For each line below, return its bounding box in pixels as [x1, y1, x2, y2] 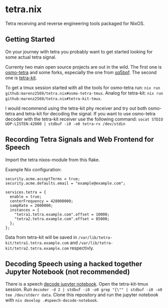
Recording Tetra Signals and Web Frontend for [5, 135, 154, 144]
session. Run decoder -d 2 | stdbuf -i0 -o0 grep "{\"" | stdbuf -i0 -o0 [5, 286, 162, 293]
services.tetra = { [5, 190, 47, 195]
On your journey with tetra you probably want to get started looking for [5, 48, 153, 54]
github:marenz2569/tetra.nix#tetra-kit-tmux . [5, 95, 102, 101]
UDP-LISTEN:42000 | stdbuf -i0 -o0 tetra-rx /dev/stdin [5, 121, 125, 127]
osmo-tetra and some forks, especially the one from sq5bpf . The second [5, 69, 157, 75]
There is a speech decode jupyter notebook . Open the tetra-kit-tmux [5, 281, 148, 287]
